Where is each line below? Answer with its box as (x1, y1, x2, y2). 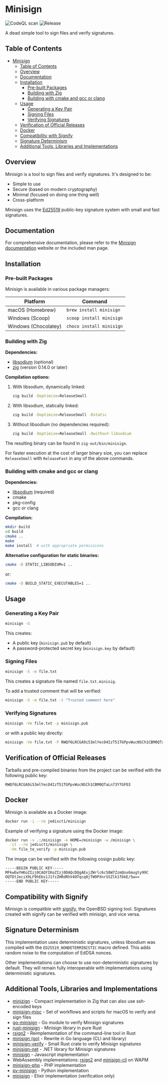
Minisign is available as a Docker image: (5, 809, 87, 815)
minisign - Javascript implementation (12, 1051, 89, 1057)
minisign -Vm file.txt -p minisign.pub (5, 721, 88, 726)
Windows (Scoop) (7, 315, 50, 322)
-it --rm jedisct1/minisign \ (9, 842, 72, 847)
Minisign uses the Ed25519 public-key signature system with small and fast (5, 206, 160, 212)
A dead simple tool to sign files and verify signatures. (5, 30, 115, 36)
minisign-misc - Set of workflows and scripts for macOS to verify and (12, 1009, 156, 1015)
